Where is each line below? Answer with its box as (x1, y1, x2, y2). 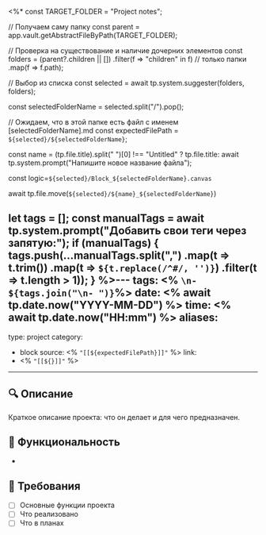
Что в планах (19, 518, 65, 528)
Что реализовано (19, 510, 79, 519)
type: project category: (8, 332, 83, 341)
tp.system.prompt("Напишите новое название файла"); (8, 158, 192, 167)
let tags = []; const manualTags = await (8, 212, 204, 225)
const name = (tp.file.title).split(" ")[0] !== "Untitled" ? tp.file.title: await (8, 150, 239, 159)
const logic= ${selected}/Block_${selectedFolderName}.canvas (8, 174, 212, 183)
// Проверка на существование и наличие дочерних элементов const (8, 46, 243, 55)
